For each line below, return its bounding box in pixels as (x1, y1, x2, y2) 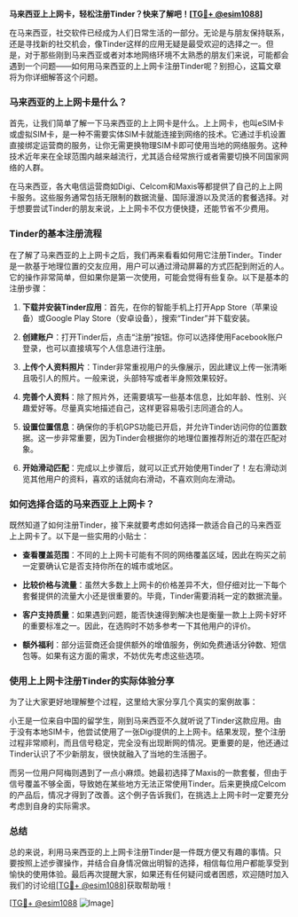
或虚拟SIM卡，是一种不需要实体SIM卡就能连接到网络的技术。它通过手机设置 (9, 129, 286, 140)
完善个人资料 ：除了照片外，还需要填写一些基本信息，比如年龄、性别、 (21, 391, 279, 402)
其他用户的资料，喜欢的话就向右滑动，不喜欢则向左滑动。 (29, 474, 240, 484)
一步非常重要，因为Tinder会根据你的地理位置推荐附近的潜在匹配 (45, 432, 279, 443)
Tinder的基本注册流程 (9, 228, 102, 240)
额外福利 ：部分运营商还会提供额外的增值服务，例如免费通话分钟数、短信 (21, 639, 286, 650)
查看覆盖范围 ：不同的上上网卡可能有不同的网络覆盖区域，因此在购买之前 (21, 549, 286, 560)
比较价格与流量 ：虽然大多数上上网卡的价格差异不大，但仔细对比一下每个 (21, 579, 286, 590)
